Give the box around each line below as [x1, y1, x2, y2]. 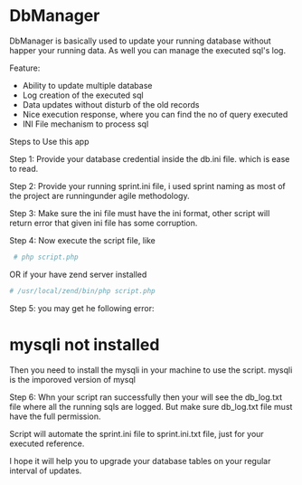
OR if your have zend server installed [9, 269, 147, 280]
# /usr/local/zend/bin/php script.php [9, 286, 156, 295]
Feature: [9, 62, 41, 73]
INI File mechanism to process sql [22, 119, 149, 129]
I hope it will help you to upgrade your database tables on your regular [9, 455, 271, 466]
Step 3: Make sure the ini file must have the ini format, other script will [9, 207, 270, 218]
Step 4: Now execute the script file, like [9, 234, 156, 245]
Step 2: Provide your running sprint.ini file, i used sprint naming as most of [9, 180, 287, 191]
